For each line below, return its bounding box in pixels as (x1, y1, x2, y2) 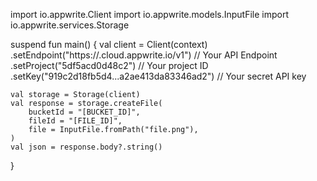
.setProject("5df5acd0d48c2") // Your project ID (10, 60, 209, 71)
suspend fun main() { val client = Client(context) (10, 39, 208, 50)
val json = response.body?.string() (10, 142, 163, 152)
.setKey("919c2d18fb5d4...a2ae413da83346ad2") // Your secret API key (10, 70, 307, 82)
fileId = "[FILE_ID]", (28, 116, 123, 126)
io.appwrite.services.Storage (10, 19, 130, 31)
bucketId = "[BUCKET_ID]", (28, 107, 141, 117)
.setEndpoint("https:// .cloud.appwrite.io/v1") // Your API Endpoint (10, 49, 278, 61)
